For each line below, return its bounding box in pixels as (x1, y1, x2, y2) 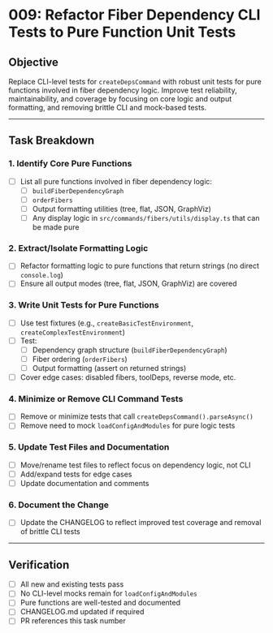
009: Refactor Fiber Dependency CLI (8, 6, 261, 24)
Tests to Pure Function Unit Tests (8, 23, 236, 41)
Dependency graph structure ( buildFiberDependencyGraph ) (32, 345, 227, 355)
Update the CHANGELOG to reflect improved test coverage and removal (19, 518, 262, 527)
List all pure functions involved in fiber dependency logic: (19, 176, 213, 186)
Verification (8, 558, 70, 571)
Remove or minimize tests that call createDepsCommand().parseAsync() (19, 411, 253, 421)
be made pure (32, 222, 80, 232)
